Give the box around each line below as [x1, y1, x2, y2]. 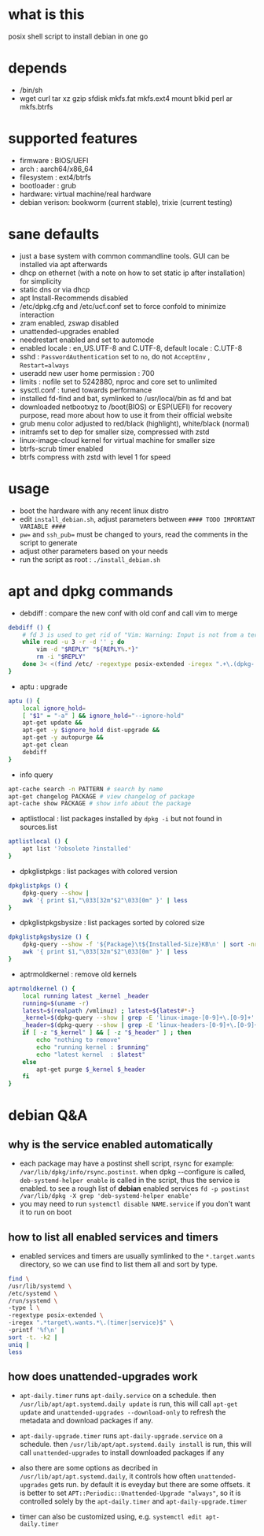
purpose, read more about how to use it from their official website [19, 410, 233, 419]
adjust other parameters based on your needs [19, 546, 169, 556]
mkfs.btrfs [19, 102, 53, 111]
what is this [8, 6, 85, 24]
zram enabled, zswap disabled [19, 318, 119, 328]
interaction [19, 310, 55, 319]
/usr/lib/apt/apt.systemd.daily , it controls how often [19, 1471, 196, 1481]
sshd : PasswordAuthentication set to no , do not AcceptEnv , [19, 351, 211, 361]
